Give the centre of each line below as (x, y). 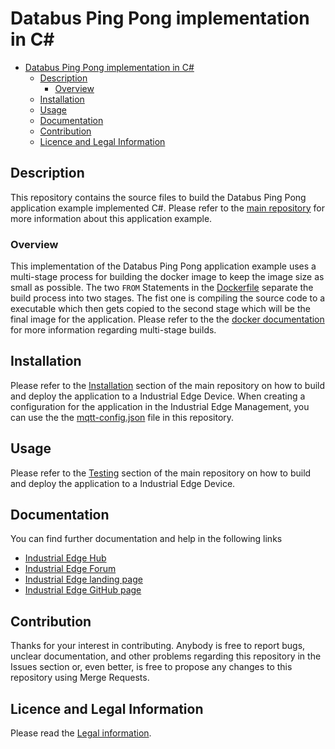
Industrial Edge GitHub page (83, 590)
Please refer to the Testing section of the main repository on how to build (161, 473)
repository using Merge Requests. (80, 678)
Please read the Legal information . (81, 733)
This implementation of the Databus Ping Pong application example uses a (163, 266)
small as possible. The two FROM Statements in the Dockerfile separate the (162, 288)
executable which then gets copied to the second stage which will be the (160, 309)
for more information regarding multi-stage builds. (113, 330)
